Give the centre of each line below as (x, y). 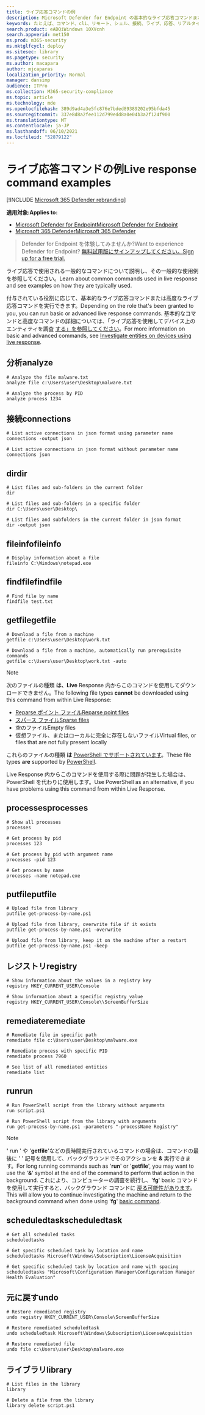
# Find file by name (33, 596)
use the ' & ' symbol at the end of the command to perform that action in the (100, 1173)
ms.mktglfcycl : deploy (35, 47)
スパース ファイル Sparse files (52, 720)
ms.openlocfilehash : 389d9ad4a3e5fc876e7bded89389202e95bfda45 (88, 109)
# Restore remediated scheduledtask (53, 1328)
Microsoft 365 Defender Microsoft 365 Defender (75, 231)
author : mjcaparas (30, 69)
